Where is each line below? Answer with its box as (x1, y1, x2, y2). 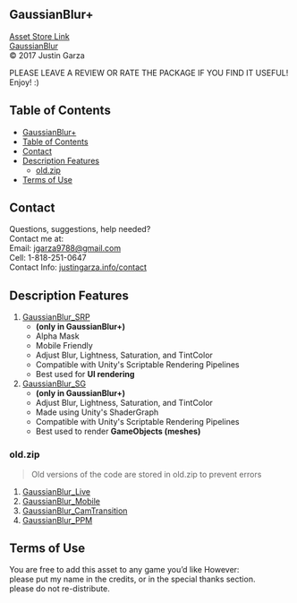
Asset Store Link (9, 30, 70, 41)
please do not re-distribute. (9, 583, 110, 594)
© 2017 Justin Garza (9, 49, 85, 61)
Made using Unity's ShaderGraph (35, 407, 159, 418)
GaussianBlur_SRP (21, 312, 91, 323)
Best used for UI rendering (35, 369, 135, 380)
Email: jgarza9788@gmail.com (9, 243, 122, 254)
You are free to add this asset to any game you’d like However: (9, 564, 240, 575)
